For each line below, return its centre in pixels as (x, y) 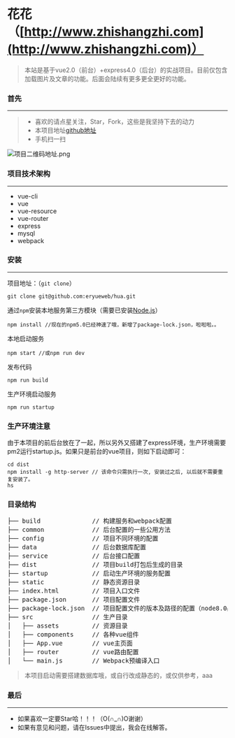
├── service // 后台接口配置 (74, 556)
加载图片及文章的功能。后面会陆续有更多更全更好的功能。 (107, 78)
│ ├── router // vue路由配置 (73, 652)
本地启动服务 (26, 338)
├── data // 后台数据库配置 (77, 547)
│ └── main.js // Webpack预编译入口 (84, 661)
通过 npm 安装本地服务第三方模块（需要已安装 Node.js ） (84, 310)
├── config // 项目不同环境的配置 (83, 538)
